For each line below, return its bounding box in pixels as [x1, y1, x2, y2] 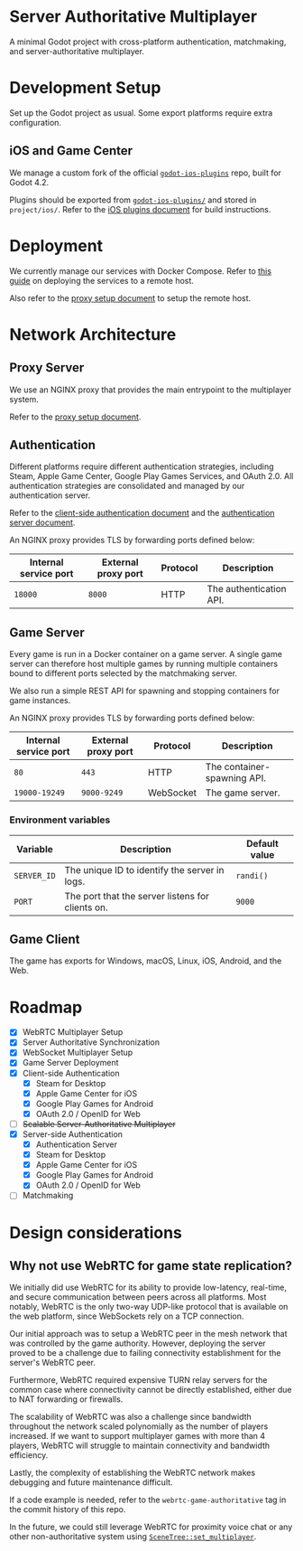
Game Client [9, 931, 80, 946]
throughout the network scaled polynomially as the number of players [9, 1421, 269, 1432]
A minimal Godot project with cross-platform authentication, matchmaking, [9, 36, 287, 47]
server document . [9, 517, 76, 528]
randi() [235, 870, 269, 880]
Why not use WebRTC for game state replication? [9, 1258, 293, 1274]
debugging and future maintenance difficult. [9, 1477, 173, 1488]
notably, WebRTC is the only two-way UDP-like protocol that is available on [9, 1302, 289, 1312]
